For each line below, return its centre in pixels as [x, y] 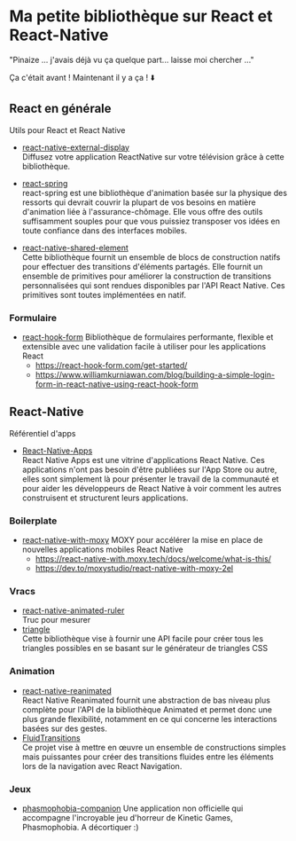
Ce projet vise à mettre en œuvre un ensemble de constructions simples [154, 747]
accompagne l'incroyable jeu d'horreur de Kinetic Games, [127, 818]
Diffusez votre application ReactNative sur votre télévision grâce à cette [153, 156]
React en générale [61, 109]
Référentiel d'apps [43, 433]
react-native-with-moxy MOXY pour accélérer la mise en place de [142, 540]
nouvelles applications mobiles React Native [102, 550]
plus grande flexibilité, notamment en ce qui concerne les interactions [149, 719]
